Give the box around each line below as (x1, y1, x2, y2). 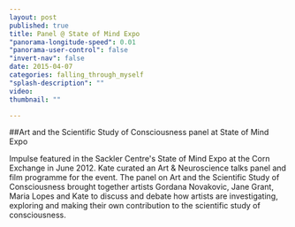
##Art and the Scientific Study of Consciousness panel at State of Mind (9, 127, 269, 138)
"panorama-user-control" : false (9, 46, 128, 55)
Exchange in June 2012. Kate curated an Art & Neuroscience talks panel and (9, 163, 287, 173)
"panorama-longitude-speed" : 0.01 (9, 37, 137, 47)
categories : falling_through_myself (9, 71, 144, 79)
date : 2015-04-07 (9, 63, 73, 72)
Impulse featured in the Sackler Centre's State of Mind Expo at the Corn (9, 154, 270, 164)
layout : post (9, 12, 57, 22)
